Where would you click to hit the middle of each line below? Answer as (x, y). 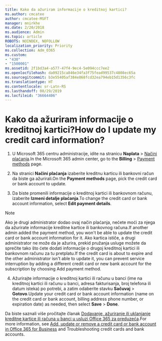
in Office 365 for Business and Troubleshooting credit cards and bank (75, 329)
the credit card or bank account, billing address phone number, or (78, 299)
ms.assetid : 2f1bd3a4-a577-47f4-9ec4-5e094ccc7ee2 (57, 69)
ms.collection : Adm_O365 (30, 50)
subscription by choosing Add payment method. (53, 269)
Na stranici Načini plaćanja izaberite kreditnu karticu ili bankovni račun (83, 174)
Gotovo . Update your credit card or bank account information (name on (83, 294)
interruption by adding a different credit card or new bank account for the (78, 264)
